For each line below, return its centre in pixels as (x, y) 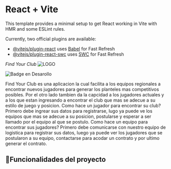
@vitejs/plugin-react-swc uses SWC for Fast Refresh (68, 54)
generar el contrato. (26, 143)
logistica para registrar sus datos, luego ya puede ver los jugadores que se (84, 132)
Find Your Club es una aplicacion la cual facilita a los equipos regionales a (83, 84)
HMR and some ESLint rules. (35, 29)
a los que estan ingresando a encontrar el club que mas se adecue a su (80, 100)
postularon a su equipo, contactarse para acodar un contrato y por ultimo (82, 138)
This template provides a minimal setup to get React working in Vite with (81, 23)
